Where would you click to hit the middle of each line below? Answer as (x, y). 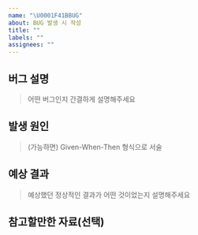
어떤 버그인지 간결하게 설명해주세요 (81, 99)
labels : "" (26, 37)
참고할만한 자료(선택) (56, 222)
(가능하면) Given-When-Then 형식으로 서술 (95, 147)
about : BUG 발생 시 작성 (45, 23)
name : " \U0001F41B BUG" (45, 15)
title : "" (24, 30)
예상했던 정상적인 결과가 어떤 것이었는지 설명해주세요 (109, 195)
